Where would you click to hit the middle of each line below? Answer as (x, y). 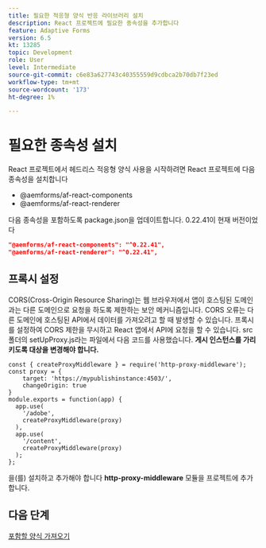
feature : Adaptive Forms (49, 30)
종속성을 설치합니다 (38, 179)
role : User (26, 60)
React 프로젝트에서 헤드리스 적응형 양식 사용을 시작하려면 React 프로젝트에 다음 (132, 169)
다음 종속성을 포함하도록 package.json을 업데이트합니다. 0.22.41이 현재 (120, 220)
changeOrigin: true (55, 385)
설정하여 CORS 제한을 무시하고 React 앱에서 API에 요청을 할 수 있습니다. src (135, 329)
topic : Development (40, 52)
